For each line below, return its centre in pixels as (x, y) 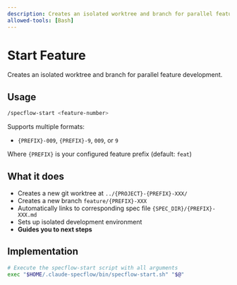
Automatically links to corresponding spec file (84, 208)
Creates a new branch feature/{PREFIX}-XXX (82, 200)
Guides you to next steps (55, 229)
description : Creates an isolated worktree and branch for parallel (110, 14)
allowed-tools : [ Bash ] (41, 20)
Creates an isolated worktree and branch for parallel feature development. (115, 75)
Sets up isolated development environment (80, 222)
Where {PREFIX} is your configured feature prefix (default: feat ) (100, 154)
